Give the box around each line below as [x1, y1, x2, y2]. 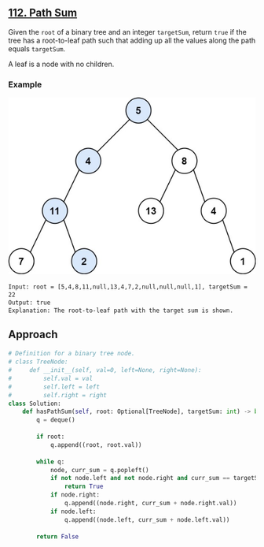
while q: [36, 457, 65, 466]
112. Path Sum [8, 6, 77, 20]
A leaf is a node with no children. [8, 59, 115, 69]
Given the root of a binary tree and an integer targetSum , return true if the [8, 27, 247, 36]
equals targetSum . [8, 43, 66, 54]
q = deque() [36, 416, 76, 424]
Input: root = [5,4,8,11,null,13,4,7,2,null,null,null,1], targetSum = [8, 283, 247, 291]
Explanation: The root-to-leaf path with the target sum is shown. [8, 307, 234, 314]
